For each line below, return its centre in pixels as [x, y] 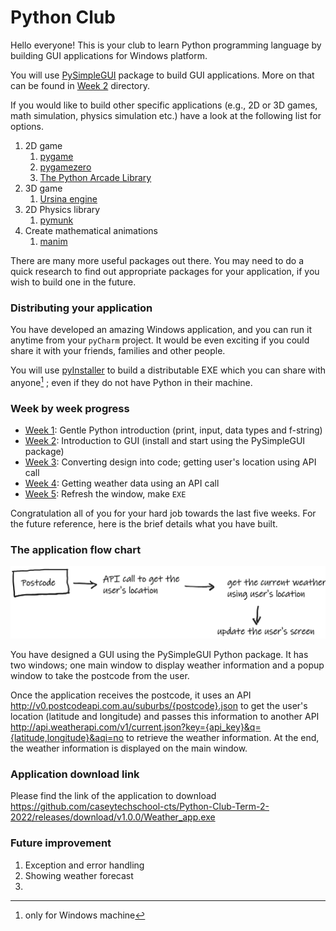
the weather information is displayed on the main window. [129, 748]
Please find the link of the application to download [113, 796]
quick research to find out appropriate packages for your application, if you [165, 271]
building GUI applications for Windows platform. [109, 55]
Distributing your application [81, 308]
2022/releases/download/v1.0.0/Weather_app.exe [113, 817]
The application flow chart [76, 550]
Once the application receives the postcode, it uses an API [131, 695]
